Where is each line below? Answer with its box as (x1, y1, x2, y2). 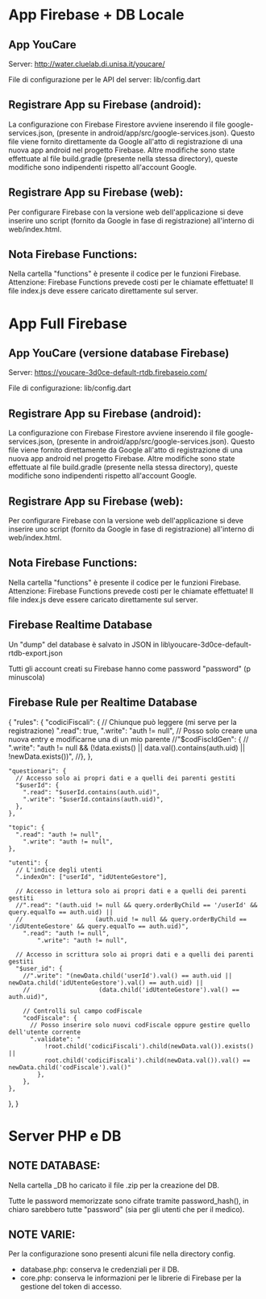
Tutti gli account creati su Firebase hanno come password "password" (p (8, 664, 251, 673)
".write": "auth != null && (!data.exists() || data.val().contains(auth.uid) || (8, 743, 246, 752)
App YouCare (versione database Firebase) (8, 347, 230, 360)
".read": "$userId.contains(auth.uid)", (23, 788, 160, 796)
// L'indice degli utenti (15, 865, 103, 874)
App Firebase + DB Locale (8, 6, 185, 24)
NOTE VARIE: (8, 1227, 76, 1241)
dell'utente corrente (8, 1028, 81, 1036)
